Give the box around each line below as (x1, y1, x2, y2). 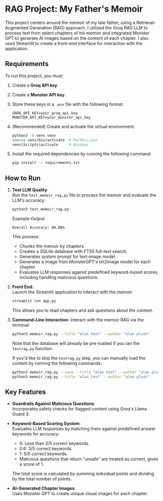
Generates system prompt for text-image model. (19, 253, 116, 259)
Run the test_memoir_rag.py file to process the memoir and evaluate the (12, 192, 157, 198)
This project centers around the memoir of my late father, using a (5, 20, 135, 25)
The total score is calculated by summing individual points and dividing (12, 471, 155, 477)
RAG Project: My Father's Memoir (5, 3, 143, 15)
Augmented (5, 24, 29, 30)
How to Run (5, 174, 41, 182)
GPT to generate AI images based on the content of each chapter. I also (5, 35, 149, 41)
